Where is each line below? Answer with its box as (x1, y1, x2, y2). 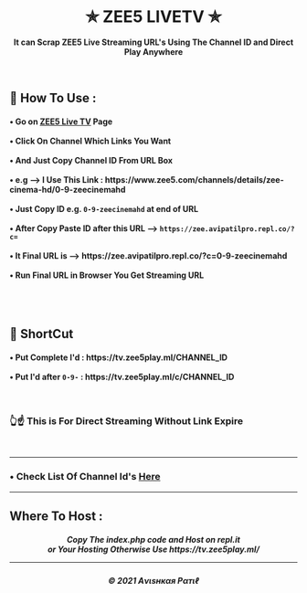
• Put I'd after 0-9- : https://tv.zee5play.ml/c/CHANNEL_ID (9, 371, 235, 382)
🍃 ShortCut (9, 326, 74, 342)
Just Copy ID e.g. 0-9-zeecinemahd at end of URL (15, 203, 199, 214)
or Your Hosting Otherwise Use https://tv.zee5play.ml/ (47, 544, 260, 555)
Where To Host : (9, 509, 103, 524)
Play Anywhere (123, 46, 184, 57)
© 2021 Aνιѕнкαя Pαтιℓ (108, 576, 199, 587)
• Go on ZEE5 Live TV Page (9, 116, 113, 127)
